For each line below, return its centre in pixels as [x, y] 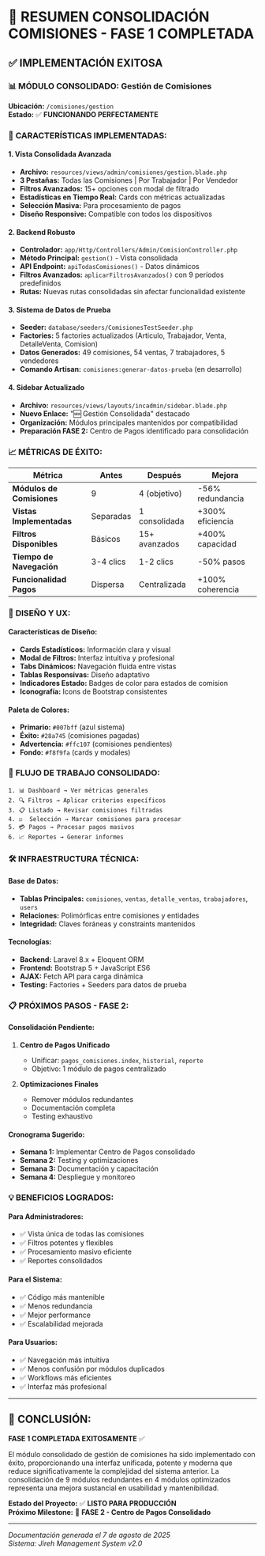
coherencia [218, 589]
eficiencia [215, 521]
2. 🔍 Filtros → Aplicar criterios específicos [87, 800]
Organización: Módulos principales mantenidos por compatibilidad [129, 422]
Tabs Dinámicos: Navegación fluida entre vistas [98, 666]
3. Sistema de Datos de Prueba [60, 309]
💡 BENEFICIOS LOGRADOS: [61, 1198]
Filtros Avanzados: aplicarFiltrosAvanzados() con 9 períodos [122, 275]
